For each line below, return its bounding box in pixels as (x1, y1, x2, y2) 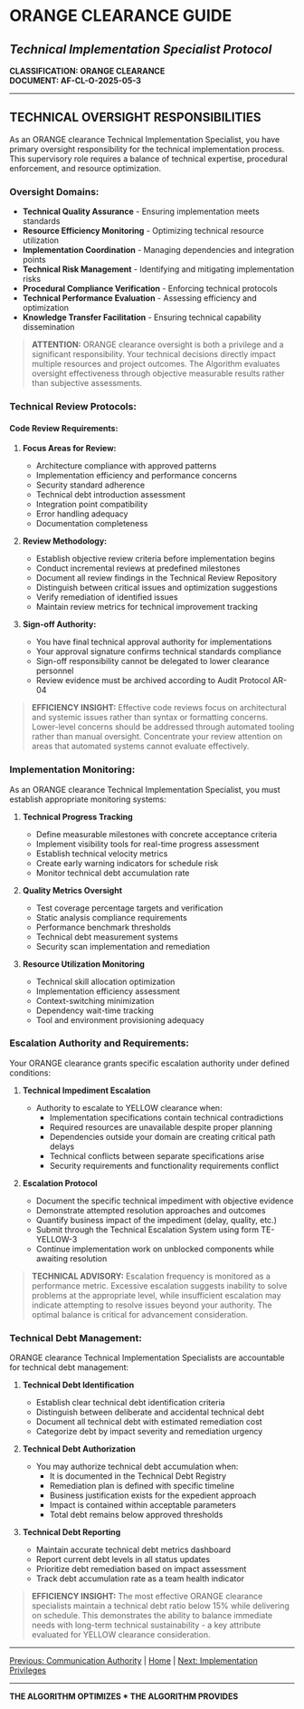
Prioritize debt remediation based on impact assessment (35, 1564, 247, 1575)
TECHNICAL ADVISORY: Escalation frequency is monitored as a (31, 1270, 271, 1281)
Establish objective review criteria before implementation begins (35, 554, 276, 565)
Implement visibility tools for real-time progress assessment (35, 838, 260, 849)
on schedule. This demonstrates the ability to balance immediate (31, 1610, 273, 1621)
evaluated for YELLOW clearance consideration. (31, 1629, 211, 1640)
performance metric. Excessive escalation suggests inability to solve (31, 1279, 288, 1291)
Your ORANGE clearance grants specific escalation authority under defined (9, 1057, 290, 1068)
